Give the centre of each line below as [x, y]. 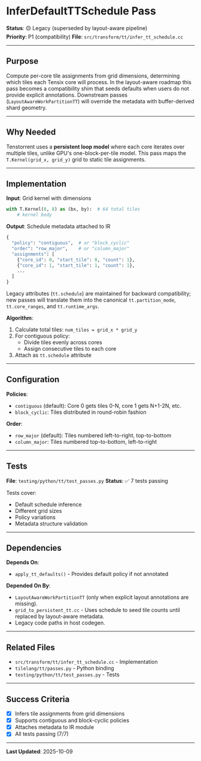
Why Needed [31, 132]
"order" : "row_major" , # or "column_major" [71, 248]
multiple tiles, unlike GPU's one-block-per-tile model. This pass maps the [96, 153]
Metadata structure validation [51, 523]
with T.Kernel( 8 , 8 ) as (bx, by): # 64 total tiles [73, 209]
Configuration [33, 380]
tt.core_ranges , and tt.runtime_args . [53, 306]
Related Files [31, 647]
